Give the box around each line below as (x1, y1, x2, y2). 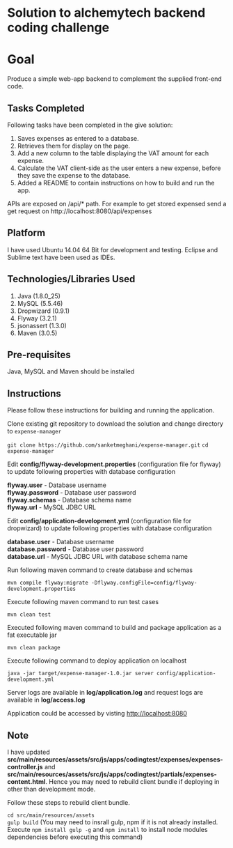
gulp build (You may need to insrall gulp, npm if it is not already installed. (7, 818, 218, 826)
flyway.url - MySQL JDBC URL (7, 503, 96, 511)
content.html (7, 778, 46, 785)
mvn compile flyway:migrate (7, 580, 89, 587)
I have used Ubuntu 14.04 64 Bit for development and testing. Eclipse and (7, 245, 218, 254)
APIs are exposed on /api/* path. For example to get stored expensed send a (7, 199, 227, 208)
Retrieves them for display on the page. (17, 141, 131, 150)
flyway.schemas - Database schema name (7, 496, 132, 504)
